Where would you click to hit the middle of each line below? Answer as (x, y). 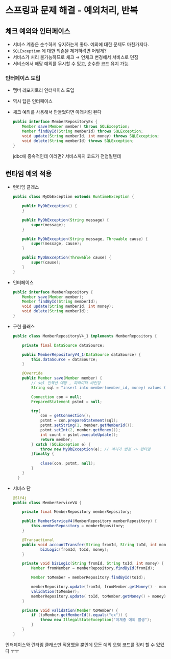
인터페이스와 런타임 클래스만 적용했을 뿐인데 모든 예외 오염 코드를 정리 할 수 (80, 645)
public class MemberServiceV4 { (47, 503)
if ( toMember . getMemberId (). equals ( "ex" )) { (79, 615)
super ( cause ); (46, 263)
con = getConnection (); (65, 416)
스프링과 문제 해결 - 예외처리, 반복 (72, 11)
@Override (32, 373)
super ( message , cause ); (56, 244)
